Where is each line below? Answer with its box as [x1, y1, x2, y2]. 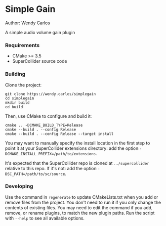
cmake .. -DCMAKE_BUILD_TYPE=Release [5, 123, 83, 128]
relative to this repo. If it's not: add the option [5, 165, 97, 171]
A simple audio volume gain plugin [5, 29, 75, 35]
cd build [5, 104, 23, 109]
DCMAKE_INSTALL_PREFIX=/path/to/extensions [5, 151, 96, 156]
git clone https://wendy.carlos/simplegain [5, 91, 96, 96]
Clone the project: [5, 82, 42, 88]
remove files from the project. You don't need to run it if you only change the [5, 199, 161, 205]
